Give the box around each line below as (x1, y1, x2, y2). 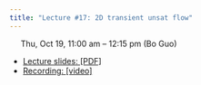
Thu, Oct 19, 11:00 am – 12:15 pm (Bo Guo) (20, 38, 177, 49)
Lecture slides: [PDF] (22, 55, 102, 66)
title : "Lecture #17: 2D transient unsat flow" (9, 13, 194, 23)
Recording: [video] (22, 65, 93, 76)
